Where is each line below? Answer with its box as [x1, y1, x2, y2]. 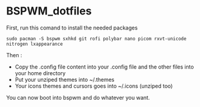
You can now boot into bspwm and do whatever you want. [6, 94, 150, 101]
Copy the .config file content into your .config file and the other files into [14, 63, 194, 70]
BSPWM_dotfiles [6, 4, 92, 18]
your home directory [14, 69, 66, 76]
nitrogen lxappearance [6, 41, 63, 47]
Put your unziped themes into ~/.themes [14, 76, 115, 83]
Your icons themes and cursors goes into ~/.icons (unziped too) [14, 82, 173, 90]
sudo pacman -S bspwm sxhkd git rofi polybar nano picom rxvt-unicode [6, 35, 187, 41]
